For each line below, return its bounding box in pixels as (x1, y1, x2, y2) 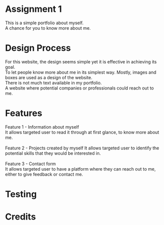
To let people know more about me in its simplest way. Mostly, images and (5, 69, 157, 75)
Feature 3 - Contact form (5, 161, 56, 167)
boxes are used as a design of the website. (5, 74, 92, 80)
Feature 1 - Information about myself (5, 124, 79, 130)
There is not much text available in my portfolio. (5, 80, 102, 86)
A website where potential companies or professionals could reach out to (5, 85, 154, 91)
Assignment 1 (5, 3, 62, 15)
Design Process (5, 43, 71, 54)
